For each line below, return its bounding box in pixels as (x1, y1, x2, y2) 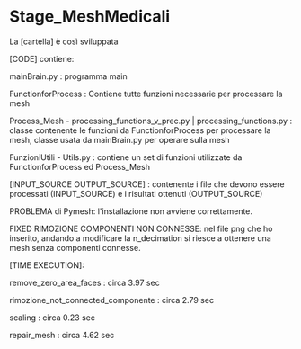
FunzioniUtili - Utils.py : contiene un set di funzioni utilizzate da (9, 151, 243, 163)
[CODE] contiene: (9, 53, 75, 64)
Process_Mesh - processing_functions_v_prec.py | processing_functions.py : (9, 115, 293, 126)
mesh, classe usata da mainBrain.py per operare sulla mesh (9, 134, 231, 145)
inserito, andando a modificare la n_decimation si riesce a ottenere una (9, 232, 271, 244)
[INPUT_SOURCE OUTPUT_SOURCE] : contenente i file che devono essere (9, 178, 285, 190)
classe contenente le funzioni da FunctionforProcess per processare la (9, 124, 271, 136)
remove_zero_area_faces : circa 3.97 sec (9, 277, 160, 288)
